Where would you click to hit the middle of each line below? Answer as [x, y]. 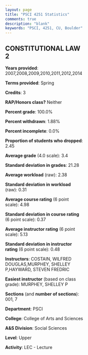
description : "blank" [27, 24]
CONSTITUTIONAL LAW [43, 48]
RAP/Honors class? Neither [34, 102]
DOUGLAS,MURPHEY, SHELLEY [38, 264]
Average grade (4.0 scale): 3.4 [37, 155]
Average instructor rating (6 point [40, 229]
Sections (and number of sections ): [42, 294]
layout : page [19, 10]
